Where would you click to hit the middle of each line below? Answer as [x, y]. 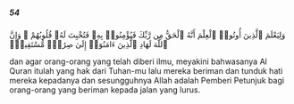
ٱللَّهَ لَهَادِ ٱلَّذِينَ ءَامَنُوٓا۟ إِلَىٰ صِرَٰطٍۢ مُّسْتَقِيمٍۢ [88, 44]
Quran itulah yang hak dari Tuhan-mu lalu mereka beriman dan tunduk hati [146, 70]
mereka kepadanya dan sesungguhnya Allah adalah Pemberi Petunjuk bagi [147, 80]
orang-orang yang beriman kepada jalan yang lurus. [105, 90]
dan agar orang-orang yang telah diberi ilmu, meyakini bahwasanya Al [139, 61]
